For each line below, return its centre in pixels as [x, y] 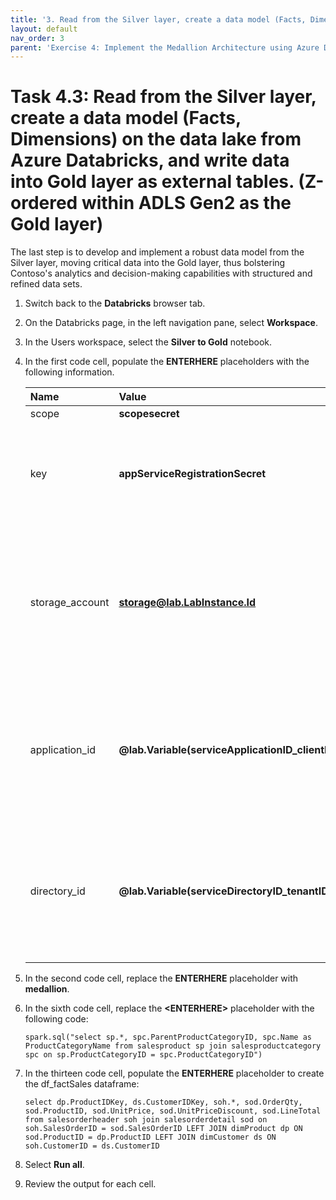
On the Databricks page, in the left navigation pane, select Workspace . [171, 323]
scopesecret [149, 414]
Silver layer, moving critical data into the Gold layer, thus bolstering [148, 263]
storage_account [69, 603]
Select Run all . [54, 1165]
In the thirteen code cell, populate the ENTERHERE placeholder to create [174, 1073]
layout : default [44, 29]
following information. [69, 372]
